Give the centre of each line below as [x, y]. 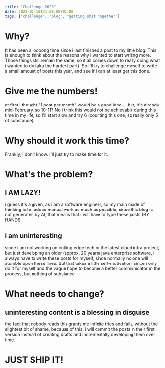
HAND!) [13, 220]
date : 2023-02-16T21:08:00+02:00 [39, 12]
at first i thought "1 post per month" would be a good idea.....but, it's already [82, 105]
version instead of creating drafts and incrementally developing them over [80, 335]
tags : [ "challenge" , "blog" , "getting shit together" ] [63, 16]
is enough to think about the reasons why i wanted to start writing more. [78, 55]
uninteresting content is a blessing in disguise [77, 312]
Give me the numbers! [51, 91]
